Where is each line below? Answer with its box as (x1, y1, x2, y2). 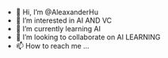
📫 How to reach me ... (15, 42, 90, 50)
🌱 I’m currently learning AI (15, 24, 101, 33)
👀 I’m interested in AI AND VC (15, 16, 113, 25)
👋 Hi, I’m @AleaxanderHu (15, 8, 99, 16)
